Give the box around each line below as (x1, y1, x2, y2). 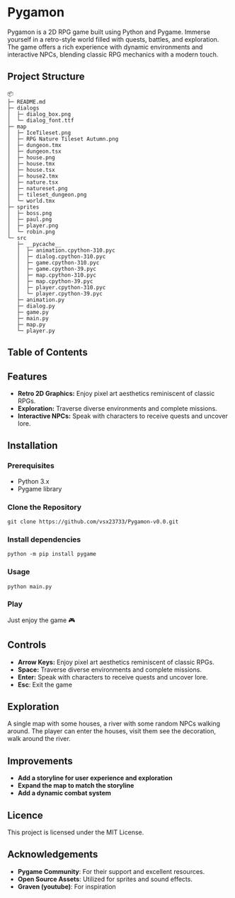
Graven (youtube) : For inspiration (17, 882, 117, 891)
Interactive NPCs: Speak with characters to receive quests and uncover (17, 412, 229, 420)
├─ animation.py (16, 296, 65, 303)
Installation (7, 440, 58, 452)
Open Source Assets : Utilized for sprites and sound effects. (17, 875, 193, 883)
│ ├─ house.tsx (7, 166, 55, 173)
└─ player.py (16, 327, 55, 334)
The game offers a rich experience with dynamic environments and (7, 42, 203, 51)
